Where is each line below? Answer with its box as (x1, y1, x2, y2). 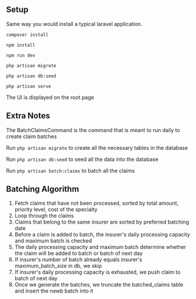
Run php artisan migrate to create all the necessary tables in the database (6, 144, 188, 151)
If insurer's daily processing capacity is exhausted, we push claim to (14, 268, 181, 276)
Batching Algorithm (6, 184, 79, 194)
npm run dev (6, 52, 35, 58)
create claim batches (6, 133, 57, 140)
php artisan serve (6, 83, 51, 89)
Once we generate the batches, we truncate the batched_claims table (14, 281, 184, 288)
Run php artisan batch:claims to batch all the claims (6, 167, 135, 174)
